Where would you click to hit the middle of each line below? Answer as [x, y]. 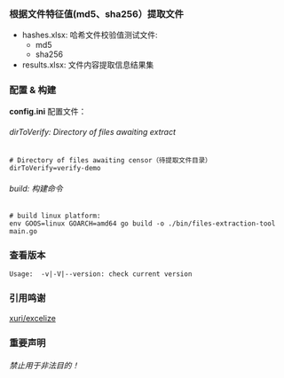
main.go [24, 232]
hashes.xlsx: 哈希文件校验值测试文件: [90, 35]
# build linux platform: [55, 216]
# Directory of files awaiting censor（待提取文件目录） [110, 160]
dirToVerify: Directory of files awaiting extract [92, 132]
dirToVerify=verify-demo [55, 168]
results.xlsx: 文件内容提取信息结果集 [88, 65]
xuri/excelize [32, 318]
